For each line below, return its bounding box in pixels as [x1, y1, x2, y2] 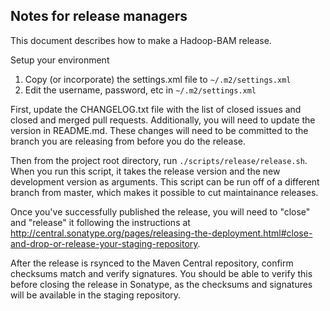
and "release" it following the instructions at [10, 216, 191, 228]
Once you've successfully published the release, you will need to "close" [10, 205, 311, 218]
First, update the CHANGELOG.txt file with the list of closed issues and [10, 103, 302, 115]
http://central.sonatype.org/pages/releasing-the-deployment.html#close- [10, 227, 313, 239]
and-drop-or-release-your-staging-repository [10, 237, 198, 249]
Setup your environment [10, 54, 110, 66]
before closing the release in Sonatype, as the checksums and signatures [10, 278, 313, 290]
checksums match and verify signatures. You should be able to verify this [10, 267, 313, 279]
